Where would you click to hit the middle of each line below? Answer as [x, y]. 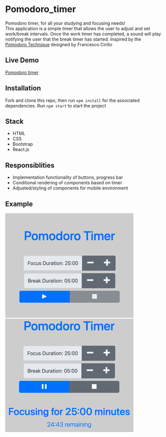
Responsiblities [30, 165]
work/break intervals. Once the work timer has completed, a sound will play [83, 34]
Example [19, 204]
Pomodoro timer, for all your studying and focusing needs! [65, 23]
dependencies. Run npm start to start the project [56, 105]
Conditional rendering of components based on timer [67, 183]
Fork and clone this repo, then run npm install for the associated [72, 100]
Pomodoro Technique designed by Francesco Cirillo [59, 44]
